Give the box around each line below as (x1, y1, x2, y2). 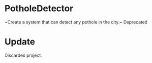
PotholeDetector (4, 3, 73, 14)
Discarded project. (4, 52, 42, 58)
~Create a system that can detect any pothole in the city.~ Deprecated (4, 19, 148, 25)
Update (4, 36, 35, 47)
